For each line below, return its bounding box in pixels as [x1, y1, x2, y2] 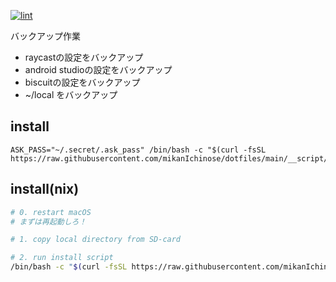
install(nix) [10, 181, 80, 198]
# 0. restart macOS [10, 207, 92, 217]
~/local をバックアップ [24, 89, 118, 100]
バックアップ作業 [10, 30, 81, 42]
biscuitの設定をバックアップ [24, 76, 141, 88]
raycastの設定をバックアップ [24, 51, 144, 63]
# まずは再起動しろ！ [10, 216, 87, 227]
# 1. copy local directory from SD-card [10, 235, 182, 245]
